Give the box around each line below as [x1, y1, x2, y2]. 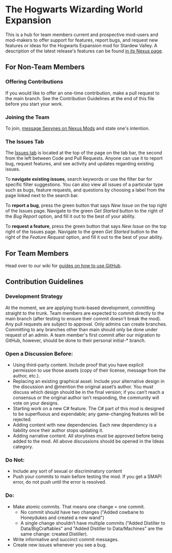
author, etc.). [12, 373, 40, 379]
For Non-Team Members [5, 63, 85, 71]
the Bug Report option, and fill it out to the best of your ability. [5, 213, 136, 219]
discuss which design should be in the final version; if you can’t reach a [12, 389, 164, 395]
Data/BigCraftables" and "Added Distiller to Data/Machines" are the [20, 525, 163, 531]
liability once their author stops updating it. [12, 427, 104, 433]
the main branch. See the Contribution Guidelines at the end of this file [5, 95, 155, 101]
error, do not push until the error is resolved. [12, 479, 107, 485]
